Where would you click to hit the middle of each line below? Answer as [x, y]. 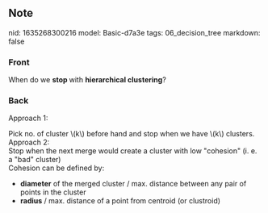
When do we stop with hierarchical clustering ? [88, 80]
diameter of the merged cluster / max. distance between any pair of [133, 184]
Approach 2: [29, 142]
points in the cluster [53, 192]
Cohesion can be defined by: [57, 168]
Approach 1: [28, 118]
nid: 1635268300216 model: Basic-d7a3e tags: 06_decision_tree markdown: [134, 32]
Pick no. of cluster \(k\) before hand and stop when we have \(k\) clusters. [132, 134]
